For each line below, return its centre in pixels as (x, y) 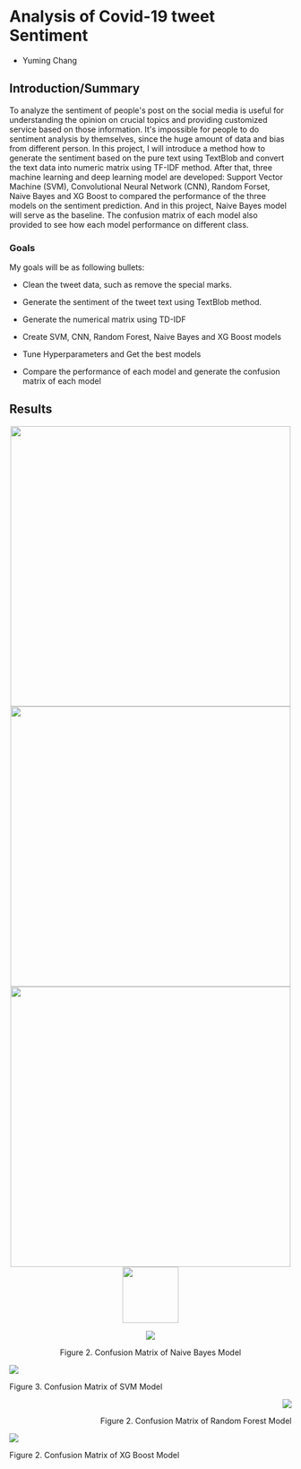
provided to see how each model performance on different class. (129, 224)
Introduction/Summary (75, 88)
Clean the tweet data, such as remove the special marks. (127, 285)
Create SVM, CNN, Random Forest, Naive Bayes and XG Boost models (152, 337)
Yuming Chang (50, 60)
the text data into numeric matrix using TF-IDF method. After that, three (141, 167)
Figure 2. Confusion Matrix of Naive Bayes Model (150, 1352)
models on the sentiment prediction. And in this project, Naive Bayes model (148, 205)
